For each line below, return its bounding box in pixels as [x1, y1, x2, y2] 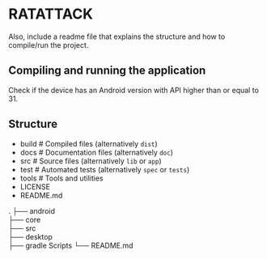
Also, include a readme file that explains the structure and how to [8, 32, 226, 41]
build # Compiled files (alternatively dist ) [19, 138, 158, 148]
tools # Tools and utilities [19, 173, 104, 183]
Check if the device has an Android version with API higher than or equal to [8, 85, 259, 95]
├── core [8, 214, 41, 224]
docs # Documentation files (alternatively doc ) [19, 147, 174, 157]
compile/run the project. [8, 40, 89, 49]
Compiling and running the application [8, 64, 206, 78]
